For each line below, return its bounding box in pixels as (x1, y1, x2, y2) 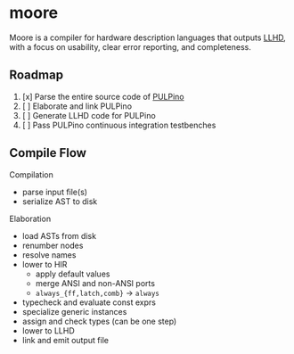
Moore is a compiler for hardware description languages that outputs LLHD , (9, 32, 287, 43)
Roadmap (9, 68, 64, 83)
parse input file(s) (21, 186, 87, 197)
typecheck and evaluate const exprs (21, 297, 156, 308)
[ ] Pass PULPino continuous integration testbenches (21, 119, 216, 130)
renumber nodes (21, 240, 84, 251)
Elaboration (9, 213, 52, 224)
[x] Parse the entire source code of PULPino (21, 91, 184, 102)
